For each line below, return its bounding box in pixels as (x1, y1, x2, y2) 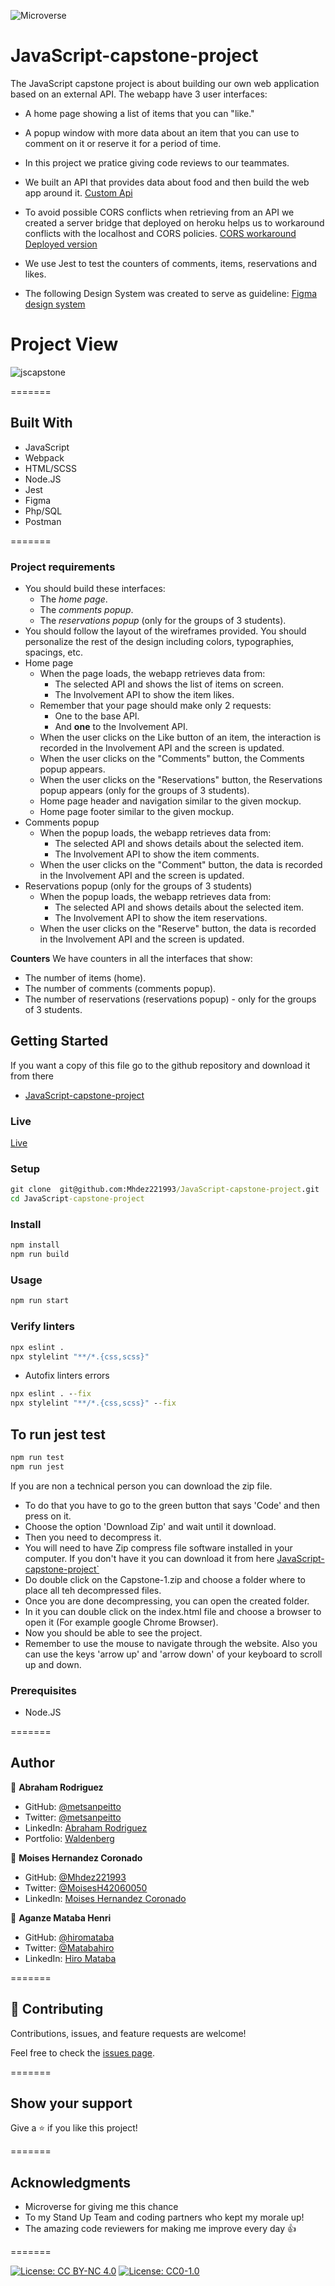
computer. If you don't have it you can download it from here (24, 1552, 275, 1564)
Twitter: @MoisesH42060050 (24, 1881, 148, 1894)
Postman (24, 515, 62, 527)
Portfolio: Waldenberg (24, 1832, 115, 1844)
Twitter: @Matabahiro (24, 1941, 115, 1954)
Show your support (10, 2095, 133, 2112)
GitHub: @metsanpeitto (24, 1800, 122, 1812)
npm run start (10, 1296, 70, 1306)
